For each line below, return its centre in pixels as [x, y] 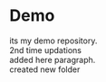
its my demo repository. [53, 41]
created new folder [45, 69]
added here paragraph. [53, 59]
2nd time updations [45, 50]
